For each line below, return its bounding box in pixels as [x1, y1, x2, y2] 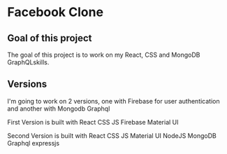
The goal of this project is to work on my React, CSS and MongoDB [7, 50, 200, 59]
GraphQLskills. [7, 58, 50, 66]
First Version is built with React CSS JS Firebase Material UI [7, 118, 180, 126]
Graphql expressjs [7, 139, 60, 147]
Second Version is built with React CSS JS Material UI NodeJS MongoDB [7, 131, 217, 140]
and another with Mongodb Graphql [7, 104, 110, 113]
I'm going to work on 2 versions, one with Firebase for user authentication [7, 97, 220, 105]
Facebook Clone [7, 4, 103, 20]
